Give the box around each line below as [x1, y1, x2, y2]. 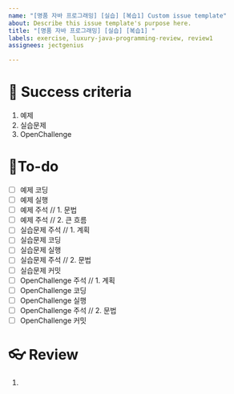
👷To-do [8, 158, 58, 176]
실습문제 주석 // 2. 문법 [19, 255, 92, 265]
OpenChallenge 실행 [19, 295, 87, 305]
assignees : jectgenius [8, 42, 84, 50]
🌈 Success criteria [8, 83, 132, 101]
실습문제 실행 [19, 245, 62, 255]
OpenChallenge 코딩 [19, 285, 87, 295]
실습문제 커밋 [19, 265, 62, 275]
